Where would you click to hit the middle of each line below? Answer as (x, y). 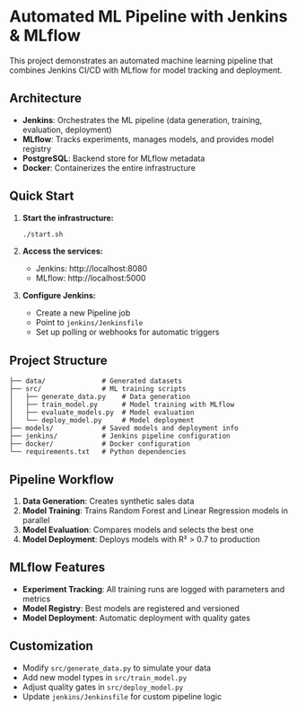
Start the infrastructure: (68, 218)
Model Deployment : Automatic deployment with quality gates (136, 618)
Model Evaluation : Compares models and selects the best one (138, 530)
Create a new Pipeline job (83, 313)
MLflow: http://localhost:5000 (91, 278)
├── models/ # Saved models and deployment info (124, 429)
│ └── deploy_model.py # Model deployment (102, 421)
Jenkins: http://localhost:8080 (92, 269)
